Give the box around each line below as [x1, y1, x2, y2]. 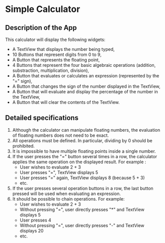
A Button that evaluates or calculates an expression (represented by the [12, 73, 160, 78]
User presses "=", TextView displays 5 [19, 169, 98, 175]
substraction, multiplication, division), [12, 67, 89, 73]
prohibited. [12, 143, 35, 149]
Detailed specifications [5, 114, 79, 122]
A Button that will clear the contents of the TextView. [12, 99, 120, 105]
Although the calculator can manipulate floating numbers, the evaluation [12, 127, 161, 133]
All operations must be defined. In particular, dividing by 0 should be [12, 137, 153, 143]
